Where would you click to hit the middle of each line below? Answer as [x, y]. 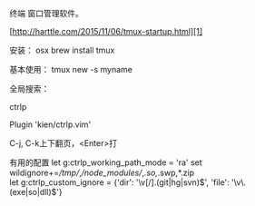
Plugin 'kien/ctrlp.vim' [50, 124]
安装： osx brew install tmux [62, 50]
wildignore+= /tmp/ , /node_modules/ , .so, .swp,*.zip [102, 172]
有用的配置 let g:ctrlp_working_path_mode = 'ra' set [106, 162]
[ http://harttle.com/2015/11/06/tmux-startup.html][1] [106, 31]
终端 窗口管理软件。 [46, 13]
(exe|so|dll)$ [33, 192]
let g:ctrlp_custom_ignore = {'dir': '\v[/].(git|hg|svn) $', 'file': [119, 182]
